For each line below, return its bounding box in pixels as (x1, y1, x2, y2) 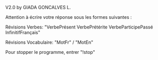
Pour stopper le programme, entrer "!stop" (5, 49, 95, 55)
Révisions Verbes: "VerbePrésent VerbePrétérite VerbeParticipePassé (5, 24, 153, 30)
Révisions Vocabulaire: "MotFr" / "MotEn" (5, 39, 94, 45)
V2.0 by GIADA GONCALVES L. (5, 5, 71, 10)
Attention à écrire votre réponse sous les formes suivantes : (5, 14, 132, 20)
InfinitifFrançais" (5, 29, 40, 35)
